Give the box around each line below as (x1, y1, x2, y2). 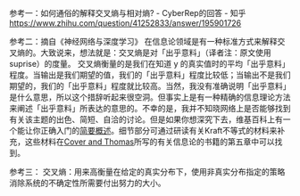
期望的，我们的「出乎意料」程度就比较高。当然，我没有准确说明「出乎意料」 (9, 81, 291, 91)
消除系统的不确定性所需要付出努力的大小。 (9, 177, 166, 188)
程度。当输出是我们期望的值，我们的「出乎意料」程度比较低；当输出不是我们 (9, 69, 291, 80)
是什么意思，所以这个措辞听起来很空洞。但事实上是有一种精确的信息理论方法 (9, 92, 291, 102)
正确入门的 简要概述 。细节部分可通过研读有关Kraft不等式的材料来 (39, 126, 278, 135)
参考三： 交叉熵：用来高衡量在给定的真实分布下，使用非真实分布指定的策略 (9, 167, 286, 176)
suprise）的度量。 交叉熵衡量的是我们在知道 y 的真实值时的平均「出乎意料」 (9, 59, 290, 69)
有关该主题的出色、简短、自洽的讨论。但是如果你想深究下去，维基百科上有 (9, 114, 283, 125)
